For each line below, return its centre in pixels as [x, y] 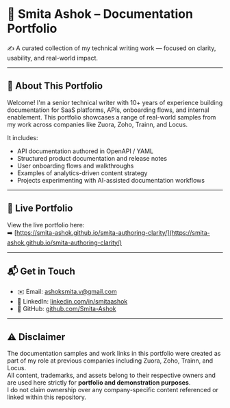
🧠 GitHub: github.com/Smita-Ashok [66, 309]
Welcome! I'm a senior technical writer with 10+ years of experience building [115, 102]
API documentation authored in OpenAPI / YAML [85, 151]
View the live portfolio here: [46, 225]
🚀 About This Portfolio [55, 86]
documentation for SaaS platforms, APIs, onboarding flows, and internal [108, 110]
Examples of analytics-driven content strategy [82, 173]
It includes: [23, 137]
